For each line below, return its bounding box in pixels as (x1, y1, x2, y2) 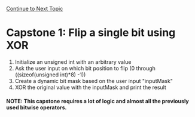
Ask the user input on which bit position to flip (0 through (14, 64, 156, 72)
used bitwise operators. (6, 104, 67, 111)
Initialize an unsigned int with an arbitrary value (14, 58, 132, 65)
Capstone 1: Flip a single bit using (6, 26, 176, 39)
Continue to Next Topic (6, 5, 63, 12)
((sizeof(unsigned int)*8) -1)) (14, 71, 86, 78)
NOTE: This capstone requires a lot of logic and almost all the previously (6, 97, 190, 104)
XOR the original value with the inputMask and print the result (14, 84, 166, 91)
